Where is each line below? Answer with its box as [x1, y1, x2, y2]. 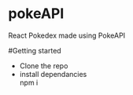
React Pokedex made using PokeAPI [8, 31, 126, 40]
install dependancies [19, 69, 87, 79]
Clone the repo [19, 60, 68, 71]
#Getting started [8, 46, 61, 55]
